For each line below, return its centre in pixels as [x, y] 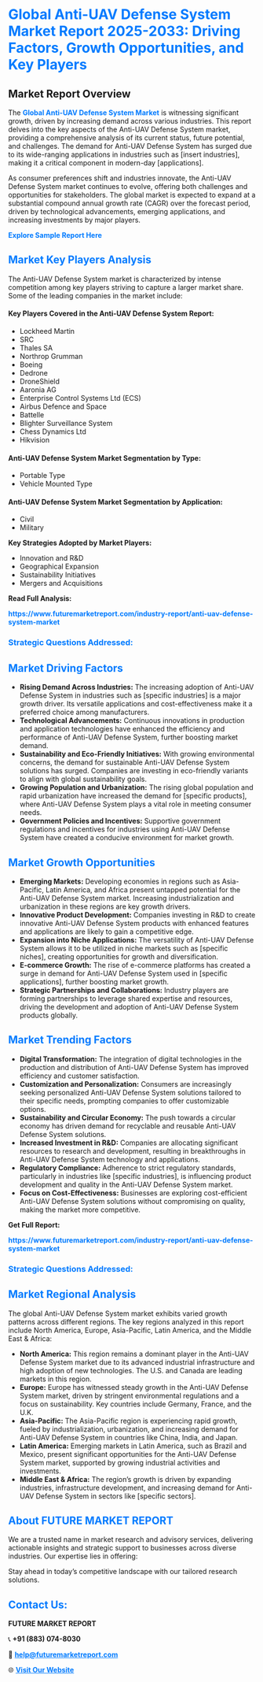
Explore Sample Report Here [55, 235]
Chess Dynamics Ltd [53, 432]
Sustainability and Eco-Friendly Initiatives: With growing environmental [137, 754]
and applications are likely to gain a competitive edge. [106, 932]
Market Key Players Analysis [80, 260]
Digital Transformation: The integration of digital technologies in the [130, 1059]
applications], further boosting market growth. [94, 981]
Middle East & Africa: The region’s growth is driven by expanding [125, 1479]
